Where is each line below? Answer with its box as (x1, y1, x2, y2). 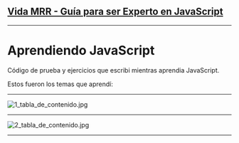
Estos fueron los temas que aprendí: (7, 80, 114, 88)
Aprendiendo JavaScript (7, 43, 155, 58)
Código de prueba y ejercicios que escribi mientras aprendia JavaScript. (7, 65, 220, 74)
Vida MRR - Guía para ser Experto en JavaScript (7, 6, 223, 18)
